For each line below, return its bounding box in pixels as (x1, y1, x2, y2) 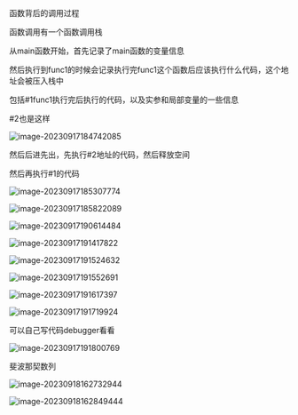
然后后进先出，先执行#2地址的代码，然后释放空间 (9, 149, 191, 160)
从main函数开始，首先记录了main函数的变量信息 (9, 45, 184, 56)
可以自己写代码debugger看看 (9, 325, 115, 335)
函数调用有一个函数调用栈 (9, 27, 103, 37)
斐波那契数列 (9, 361, 56, 371)
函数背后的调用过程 (9, 8, 80, 18)
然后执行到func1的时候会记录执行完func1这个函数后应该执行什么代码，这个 (9, 65, 281, 75)
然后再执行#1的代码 (9, 168, 80, 179)
